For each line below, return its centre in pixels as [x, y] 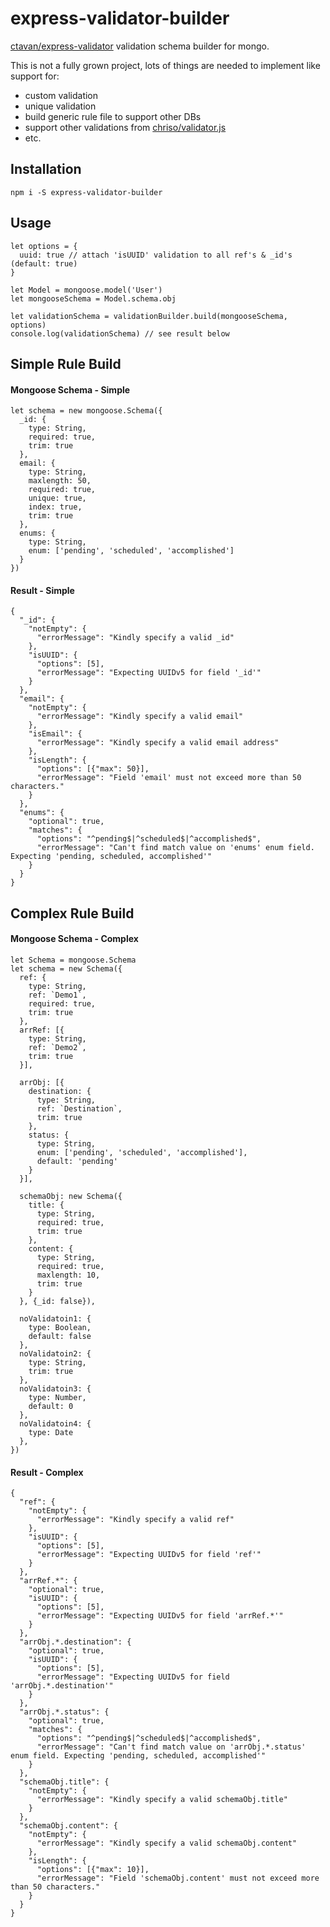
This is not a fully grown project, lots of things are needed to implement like [165, 65]
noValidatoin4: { [55, 1423]
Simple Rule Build [66, 363]
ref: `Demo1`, [57, 995]
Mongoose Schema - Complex [74, 939]
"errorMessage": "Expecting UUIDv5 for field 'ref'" [149, 1555]
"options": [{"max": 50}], [93, 769]
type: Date [51, 1432]
